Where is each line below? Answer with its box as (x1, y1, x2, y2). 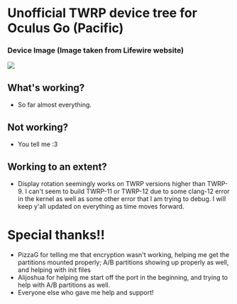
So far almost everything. (17, 101, 92, 109)
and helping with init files (17, 265, 91, 274)
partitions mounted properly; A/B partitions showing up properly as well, (17, 258, 229, 266)
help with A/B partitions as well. (17, 281, 111, 289)
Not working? (7, 121, 69, 133)
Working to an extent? (7, 161, 108, 173)
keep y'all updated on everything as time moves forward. (17, 202, 184, 210)
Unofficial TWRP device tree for (7, 5, 197, 21)
